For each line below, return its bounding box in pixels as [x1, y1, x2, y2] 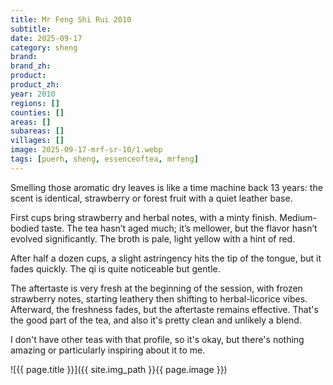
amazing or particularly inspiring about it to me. [10, 344, 206, 356]
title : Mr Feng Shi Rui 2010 [10, 14, 132, 25]
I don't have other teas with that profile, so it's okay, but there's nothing [10, 333, 305, 345]
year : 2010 [10, 89, 56, 99]
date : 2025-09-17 [10, 33, 83, 43]
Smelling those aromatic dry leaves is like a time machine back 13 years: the [10, 181, 323, 193]
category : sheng [10, 42, 78, 53]
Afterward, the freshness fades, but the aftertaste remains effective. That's [10, 303, 319, 315]
